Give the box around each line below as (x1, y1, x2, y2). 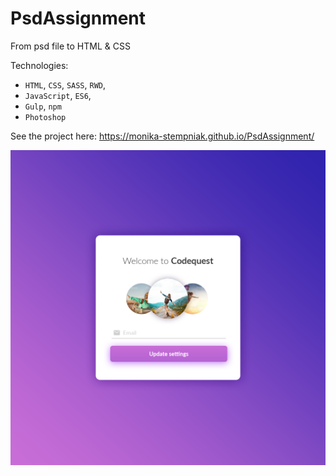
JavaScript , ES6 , (24, 89, 92, 101)
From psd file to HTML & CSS (10, 40, 131, 52)
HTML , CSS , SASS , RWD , (24, 78, 107, 91)
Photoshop (24, 112, 67, 122)
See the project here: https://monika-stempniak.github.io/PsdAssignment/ (10, 130, 315, 142)
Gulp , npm (24, 100, 62, 112)
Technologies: (10, 59, 69, 71)
